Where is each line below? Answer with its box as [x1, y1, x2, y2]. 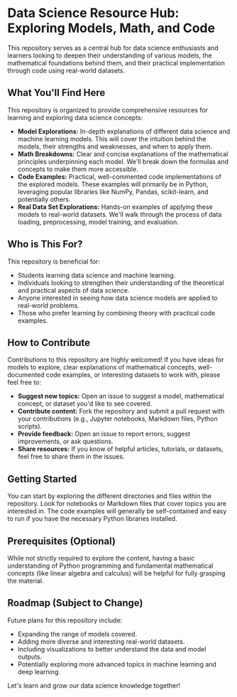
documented [7, 371, 45, 379]
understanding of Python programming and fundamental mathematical [7, 561, 214, 570]
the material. [7, 577, 44, 585]
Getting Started [7, 472, 77, 485]
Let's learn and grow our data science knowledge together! [7, 681, 181, 690]
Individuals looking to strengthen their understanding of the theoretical [17, 279, 225, 287]
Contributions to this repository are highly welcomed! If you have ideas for [7, 355, 225, 364]
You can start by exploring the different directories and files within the [7, 492, 211, 500]
